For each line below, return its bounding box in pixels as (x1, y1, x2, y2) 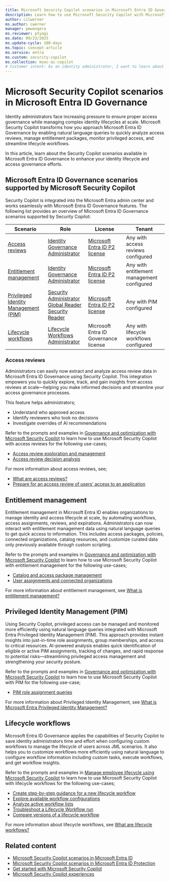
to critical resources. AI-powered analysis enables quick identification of (5, 642, 156, 648)
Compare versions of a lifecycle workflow (12, 811, 100, 818)
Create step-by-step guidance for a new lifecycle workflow (12, 790, 136, 796)
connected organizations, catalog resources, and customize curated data (5, 536, 158, 542)
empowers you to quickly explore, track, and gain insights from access (5, 379, 153, 385)
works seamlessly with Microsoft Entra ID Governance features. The (5, 203, 147, 209)
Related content (5, 841, 57, 850)
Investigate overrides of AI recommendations (12, 420, 107, 427)
